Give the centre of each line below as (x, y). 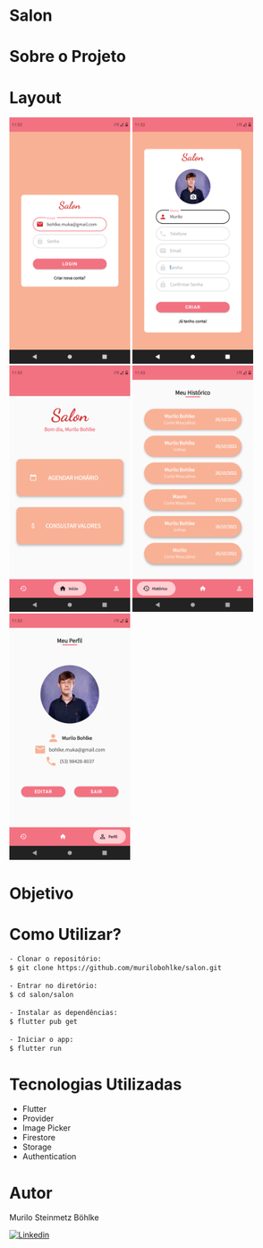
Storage (37, 1147)
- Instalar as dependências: (64, 1013)
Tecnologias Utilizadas (96, 1084)
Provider (38, 1119)
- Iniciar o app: (42, 1040)
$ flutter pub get (43, 1022)
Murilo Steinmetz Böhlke (55, 1218)
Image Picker (47, 1128)
